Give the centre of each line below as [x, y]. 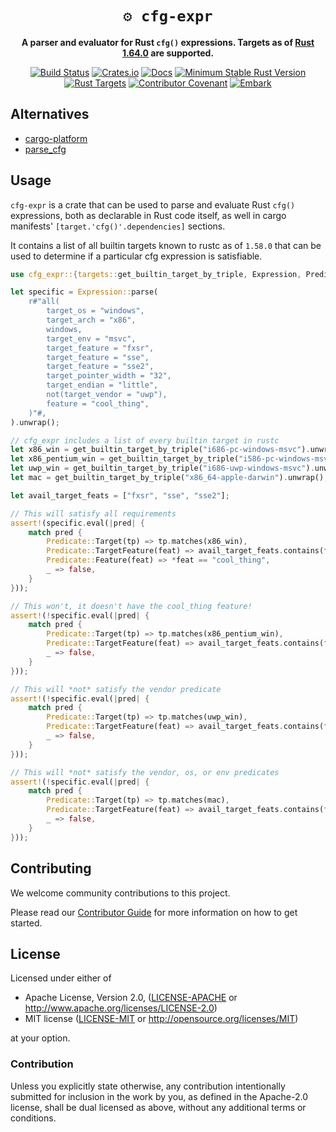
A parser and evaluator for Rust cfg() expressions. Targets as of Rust [168, 42]
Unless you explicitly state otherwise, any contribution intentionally [148, 1086]
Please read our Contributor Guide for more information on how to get [154, 912]
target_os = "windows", [95, 311]
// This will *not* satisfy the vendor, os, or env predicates [145, 772]
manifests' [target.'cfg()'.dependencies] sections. [118, 226]
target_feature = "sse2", [100, 367]
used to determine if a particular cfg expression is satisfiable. [136, 256]
